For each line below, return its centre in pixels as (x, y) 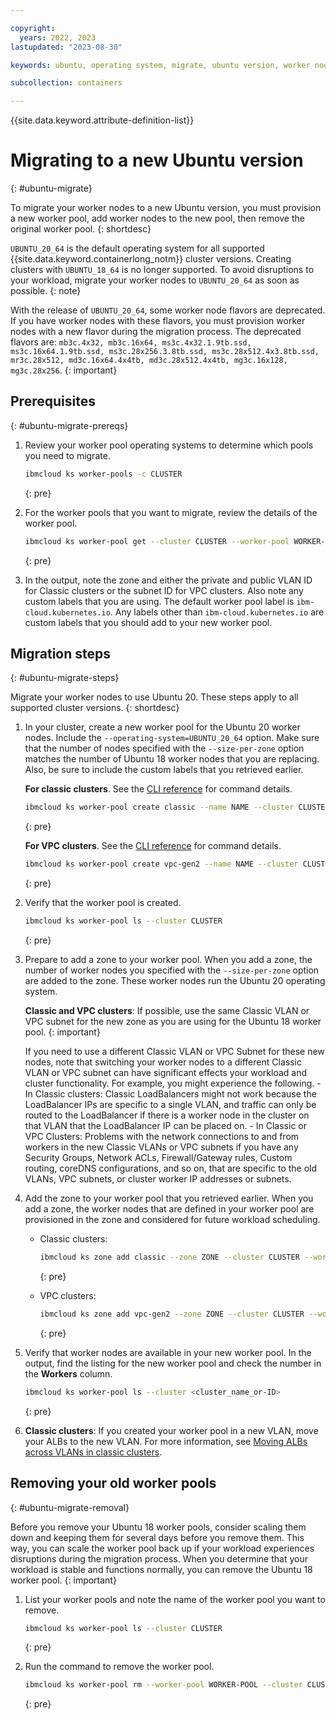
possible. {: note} (46, 291)
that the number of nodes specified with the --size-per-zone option (164, 748)
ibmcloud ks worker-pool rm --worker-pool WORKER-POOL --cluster (163, 1685)
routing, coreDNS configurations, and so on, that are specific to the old (171, 1168)
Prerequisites (53, 401)
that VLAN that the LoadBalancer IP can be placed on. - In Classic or (165, 1126)
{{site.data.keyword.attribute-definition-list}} (102, 120)
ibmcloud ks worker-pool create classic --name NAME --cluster (159, 807)
